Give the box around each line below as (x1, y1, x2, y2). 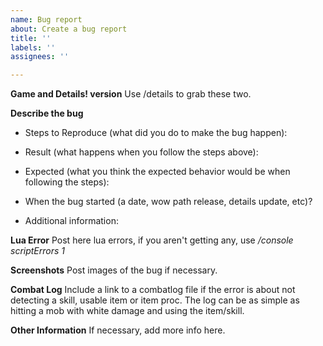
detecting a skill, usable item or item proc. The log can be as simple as (10, 294, 300, 306)
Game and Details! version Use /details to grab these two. (10, 88, 252, 100)
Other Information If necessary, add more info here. (10, 324, 226, 336)
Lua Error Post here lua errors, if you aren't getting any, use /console (10, 234, 294, 246)
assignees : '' (10, 52, 70, 62)
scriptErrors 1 (10, 245, 66, 257)
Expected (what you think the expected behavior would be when (24, 166, 291, 178)
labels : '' (10, 42, 56, 53)
